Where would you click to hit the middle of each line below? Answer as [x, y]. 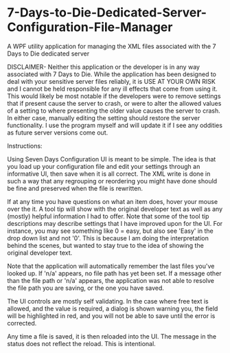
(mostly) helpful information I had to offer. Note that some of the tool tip [108, 216]
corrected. [22, 323]
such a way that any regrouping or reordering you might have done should [112, 181]
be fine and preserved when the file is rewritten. [75, 188]
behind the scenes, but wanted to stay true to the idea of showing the [105, 245]
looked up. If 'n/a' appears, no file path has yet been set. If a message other [114, 273]
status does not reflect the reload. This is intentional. [81, 343]
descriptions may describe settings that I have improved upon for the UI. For [115, 223]
